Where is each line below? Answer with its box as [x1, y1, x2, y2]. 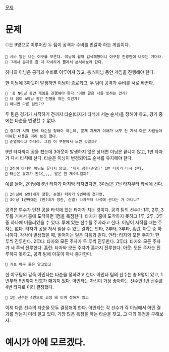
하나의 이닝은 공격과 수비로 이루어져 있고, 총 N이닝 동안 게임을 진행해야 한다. [5, 69, 155, 75]
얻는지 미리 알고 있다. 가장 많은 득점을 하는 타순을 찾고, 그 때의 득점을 [14, 311, 150, 317]
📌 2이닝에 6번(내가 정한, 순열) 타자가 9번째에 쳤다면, [5, 191, 105, 197]
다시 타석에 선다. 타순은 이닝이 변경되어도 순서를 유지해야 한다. [10, 155, 133, 161]
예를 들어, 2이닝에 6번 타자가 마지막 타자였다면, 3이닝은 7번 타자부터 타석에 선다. [5, 181, 164, 187]
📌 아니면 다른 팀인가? [5, 102, 44, 107]
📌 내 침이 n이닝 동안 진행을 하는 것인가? [5, 96, 80, 101]
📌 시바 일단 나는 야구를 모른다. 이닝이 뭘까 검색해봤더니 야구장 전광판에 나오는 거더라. [5, 54, 164, 59]
